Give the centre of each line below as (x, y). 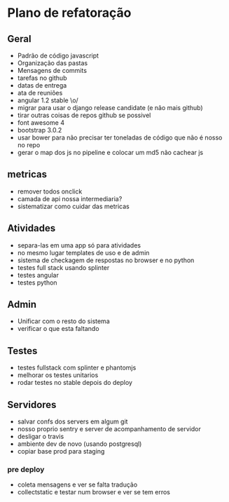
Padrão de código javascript (58, 55)
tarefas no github (42, 78)
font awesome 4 (41, 123)
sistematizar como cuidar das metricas (73, 206)
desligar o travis (41, 437)
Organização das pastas (53, 63)
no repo (29, 145)
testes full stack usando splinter (63, 267)
